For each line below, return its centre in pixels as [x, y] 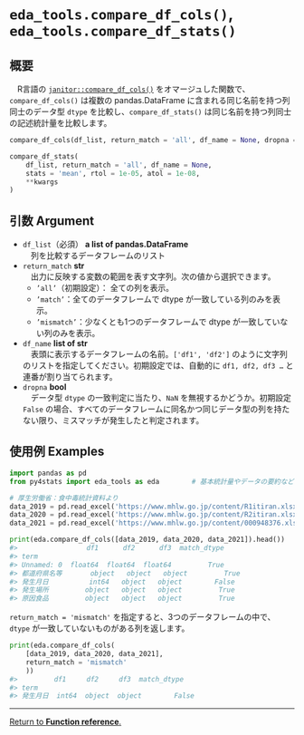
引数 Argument [52, 221]
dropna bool [44, 387]
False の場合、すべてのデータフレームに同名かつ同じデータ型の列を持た [156, 409]
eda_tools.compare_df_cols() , [121, 14]
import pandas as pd [48, 473]
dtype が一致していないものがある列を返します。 [100, 628]
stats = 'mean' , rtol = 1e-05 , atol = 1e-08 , [113, 173]
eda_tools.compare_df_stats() [123, 31]
